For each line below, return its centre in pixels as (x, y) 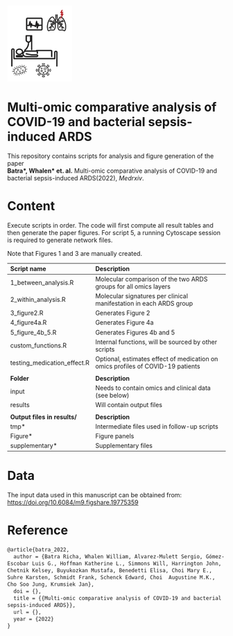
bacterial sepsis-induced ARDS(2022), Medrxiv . (76, 178)
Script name (28, 269)
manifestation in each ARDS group (144, 303)
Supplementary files (124, 446)
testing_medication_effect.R (50, 363)
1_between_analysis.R (42, 283)
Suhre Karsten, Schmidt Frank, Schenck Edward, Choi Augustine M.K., (111, 577)
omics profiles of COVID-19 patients (148, 366)
